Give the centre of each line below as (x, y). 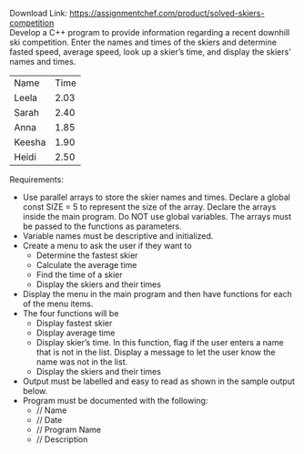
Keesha (30, 142)
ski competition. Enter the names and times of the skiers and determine (143, 42)
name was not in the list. (82, 362)
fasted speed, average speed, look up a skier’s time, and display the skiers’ (150, 52)
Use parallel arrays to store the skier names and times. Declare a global (157, 197)
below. (35, 391)
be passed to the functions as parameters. (102, 226)
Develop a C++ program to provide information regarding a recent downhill (150, 32)
